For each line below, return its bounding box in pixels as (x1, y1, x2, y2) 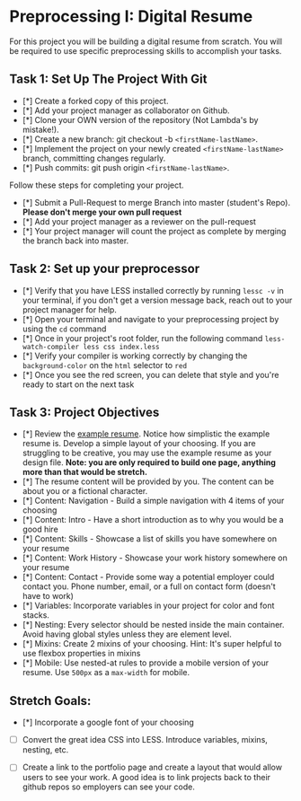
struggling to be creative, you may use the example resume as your (22, 447, 272, 459)
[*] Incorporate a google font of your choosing (22, 717, 195, 728)
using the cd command (22, 323, 107, 334)
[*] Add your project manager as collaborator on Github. (22, 105, 231, 116)
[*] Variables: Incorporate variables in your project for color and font (22, 600, 275, 612)
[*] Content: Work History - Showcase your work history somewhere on (22, 552, 288, 563)
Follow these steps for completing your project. (9, 180, 184, 190)
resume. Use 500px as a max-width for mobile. (22, 667, 190, 678)
